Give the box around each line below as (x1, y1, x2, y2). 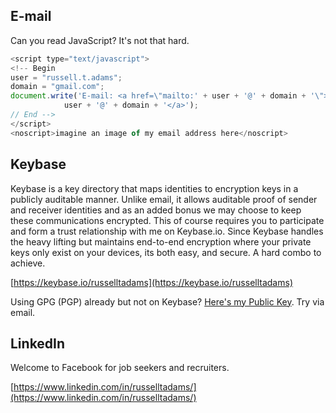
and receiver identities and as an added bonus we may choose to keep (10, 204, 302, 216)
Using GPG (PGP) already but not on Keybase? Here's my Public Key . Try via (10, 295, 325, 308)
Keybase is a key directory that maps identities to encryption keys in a (10, 182, 299, 194)
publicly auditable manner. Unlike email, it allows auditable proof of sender (10, 193, 318, 205)
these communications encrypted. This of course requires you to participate (10, 214, 325, 226)
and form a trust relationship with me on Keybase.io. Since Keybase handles (10, 225, 324, 237)
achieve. (10, 257, 46, 269)
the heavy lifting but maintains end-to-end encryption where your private (10, 235, 312, 248)
